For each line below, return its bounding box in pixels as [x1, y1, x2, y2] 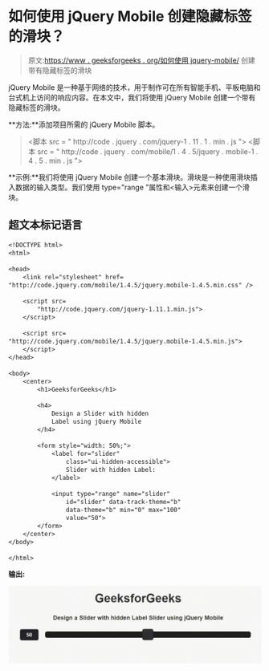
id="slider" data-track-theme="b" [65, 498, 181, 506]
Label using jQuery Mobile [51, 417, 142, 425]
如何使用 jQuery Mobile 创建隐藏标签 [8, 7, 252, 26]
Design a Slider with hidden [51, 409, 149, 417]
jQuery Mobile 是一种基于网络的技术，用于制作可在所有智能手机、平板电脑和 [8, 82, 261, 92]
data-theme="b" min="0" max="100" [65, 506, 181, 514]
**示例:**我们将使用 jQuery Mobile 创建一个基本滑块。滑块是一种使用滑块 [8, 172, 251, 181]
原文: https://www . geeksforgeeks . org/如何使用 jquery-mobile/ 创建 [27, 55, 255, 65]
